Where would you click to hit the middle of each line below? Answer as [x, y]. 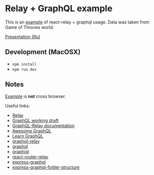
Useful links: [18, 106]
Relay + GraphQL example [59, 9]
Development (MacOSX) [43, 52]
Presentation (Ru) [23, 37]
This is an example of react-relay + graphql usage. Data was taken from [77, 22]
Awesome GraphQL [32, 131]
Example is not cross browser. [35, 96]
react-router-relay [30, 156]
